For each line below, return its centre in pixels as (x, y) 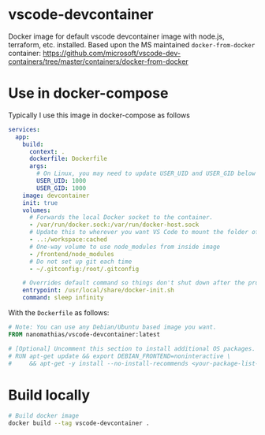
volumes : (37, 210)
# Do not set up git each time (80, 262)
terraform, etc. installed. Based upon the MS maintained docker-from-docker (132, 44)
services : (24, 129)
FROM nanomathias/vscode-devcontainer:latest (84, 334)
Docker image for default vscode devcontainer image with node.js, (116, 36)
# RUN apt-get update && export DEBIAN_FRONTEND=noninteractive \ (119, 356)
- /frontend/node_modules (71, 254)
